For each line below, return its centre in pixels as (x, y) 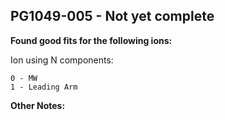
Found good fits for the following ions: (91, 40)
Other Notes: (38, 105)
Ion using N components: (62, 60)
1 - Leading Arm (44, 87)
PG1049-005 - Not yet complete (112, 16)
